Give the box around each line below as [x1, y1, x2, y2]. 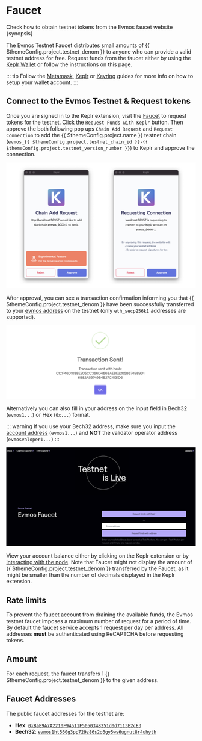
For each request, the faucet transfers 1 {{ [6, 670, 110, 677]
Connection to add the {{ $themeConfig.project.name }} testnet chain [6, 131, 177, 138]
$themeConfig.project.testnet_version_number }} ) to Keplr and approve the [6, 144, 195, 151]
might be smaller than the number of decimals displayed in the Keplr [6, 571, 176, 579]
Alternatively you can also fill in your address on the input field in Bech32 [6, 405, 188, 412]
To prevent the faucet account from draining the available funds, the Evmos [6, 611, 194, 618]
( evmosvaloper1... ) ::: [6, 435, 60, 443]
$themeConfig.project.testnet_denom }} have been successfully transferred [6, 301, 194, 308]
